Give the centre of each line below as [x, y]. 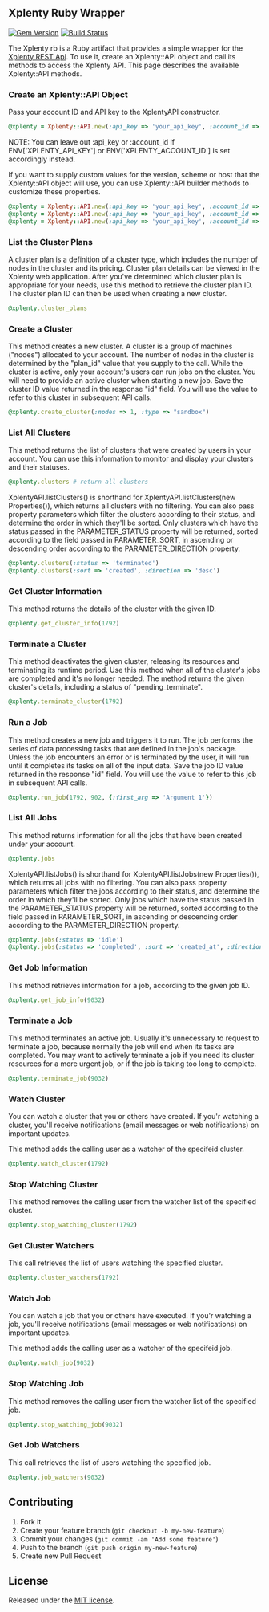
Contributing [41, 1502]
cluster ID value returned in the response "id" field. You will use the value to [133, 389]
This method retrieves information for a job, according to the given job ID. [129, 985]
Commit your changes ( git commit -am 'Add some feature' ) [119, 1539]
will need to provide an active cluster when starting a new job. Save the [126, 381]
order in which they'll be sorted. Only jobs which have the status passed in [131, 899]
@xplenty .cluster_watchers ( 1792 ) [64, 1278]
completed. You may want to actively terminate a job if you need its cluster [131, 1055]
